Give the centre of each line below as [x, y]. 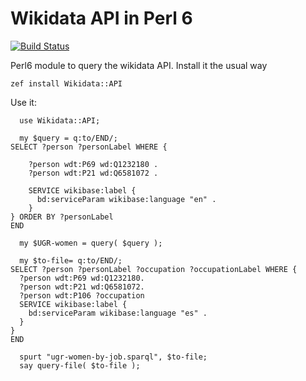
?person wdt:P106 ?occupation [82, 295]
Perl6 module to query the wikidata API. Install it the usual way [139, 65]
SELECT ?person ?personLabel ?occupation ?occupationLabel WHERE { [154, 269]
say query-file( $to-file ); [80, 365]
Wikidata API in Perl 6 [101, 18]
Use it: [23, 102]
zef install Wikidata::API [66, 83]
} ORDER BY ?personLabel [62, 217]
